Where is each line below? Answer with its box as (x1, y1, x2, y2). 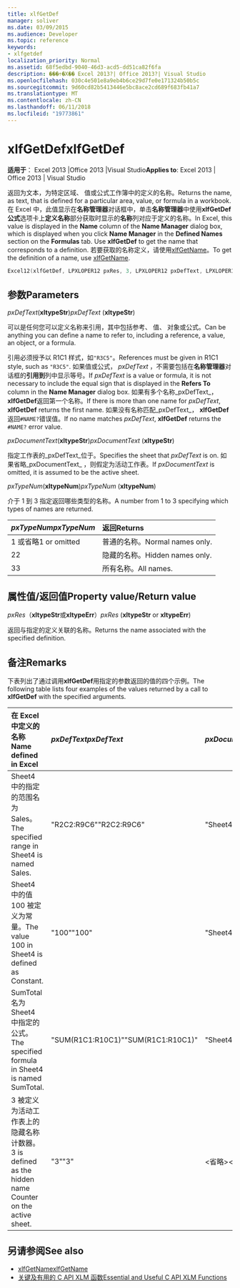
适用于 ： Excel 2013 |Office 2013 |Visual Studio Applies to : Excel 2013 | (7, 165, 216, 174)
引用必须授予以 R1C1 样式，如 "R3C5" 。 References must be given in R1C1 (7, 353, 219, 362)
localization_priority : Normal (7, 57, 101, 64)
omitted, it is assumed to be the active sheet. (7, 468, 139, 477)
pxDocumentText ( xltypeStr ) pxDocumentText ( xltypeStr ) (7, 437, 175, 445)
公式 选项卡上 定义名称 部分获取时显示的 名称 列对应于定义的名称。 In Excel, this (7, 214, 232, 222)
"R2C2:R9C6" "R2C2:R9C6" (51, 820, 145, 829)
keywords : (7, 44, 37, 51)
